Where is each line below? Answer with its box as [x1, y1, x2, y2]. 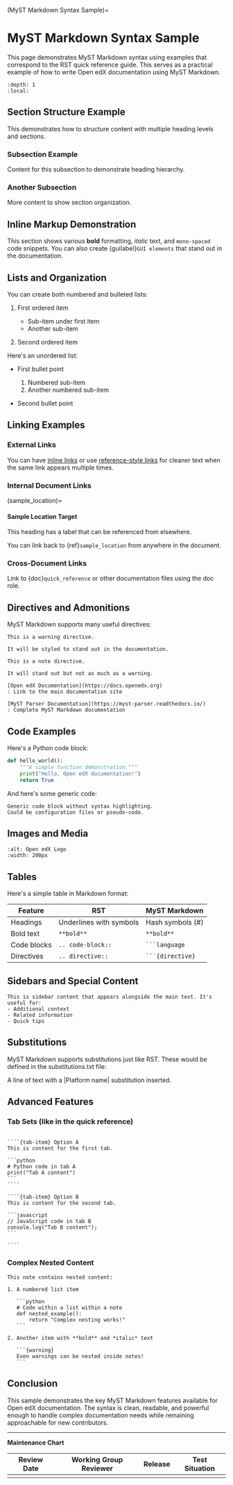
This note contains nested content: [7, 1274, 113, 1281]
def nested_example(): [16, 1310, 82, 1317]
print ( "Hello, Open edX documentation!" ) [19, 770, 141, 777]
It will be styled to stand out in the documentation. [7, 646, 169, 653]
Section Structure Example [7, 106, 126, 118]
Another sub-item [27, 324, 78, 333]
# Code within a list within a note [16, 1304, 123, 1311]
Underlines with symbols [58, 918, 139, 927]
